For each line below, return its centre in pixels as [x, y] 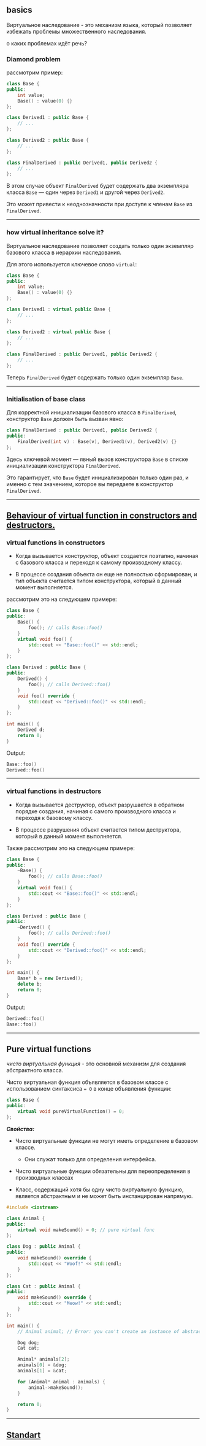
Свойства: [21, 1129]
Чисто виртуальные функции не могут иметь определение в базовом [106, 1140]
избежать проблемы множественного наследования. [77, 31]
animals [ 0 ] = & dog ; [42, 1365]
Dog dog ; [29, 1343]
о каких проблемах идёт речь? [47, 43]
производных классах [44, 1177]
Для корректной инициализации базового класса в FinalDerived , [91, 412]
